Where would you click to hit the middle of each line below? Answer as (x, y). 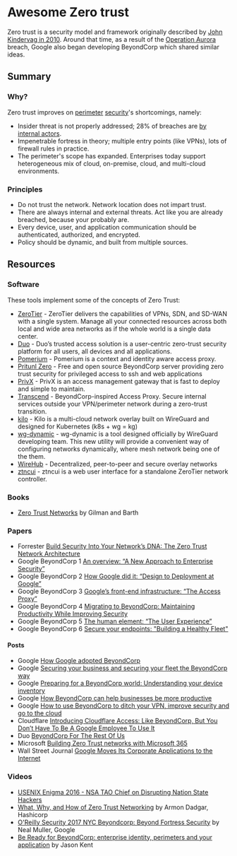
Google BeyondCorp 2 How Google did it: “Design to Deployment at (116, 576)
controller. (32, 479)
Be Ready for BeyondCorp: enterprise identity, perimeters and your (115, 837)
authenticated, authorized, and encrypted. (79, 235)
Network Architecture (49, 554)
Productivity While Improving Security (73, 614)
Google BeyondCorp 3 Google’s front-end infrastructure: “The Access (119, 592)
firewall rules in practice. (53, 148)
